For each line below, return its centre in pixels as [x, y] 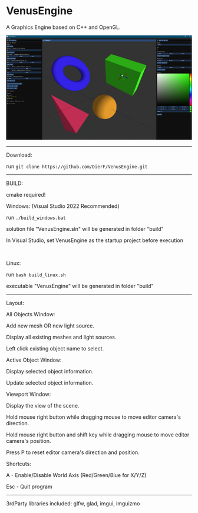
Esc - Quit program [29, 486]
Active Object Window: [34, 360]
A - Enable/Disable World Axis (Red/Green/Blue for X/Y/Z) [76, 475]
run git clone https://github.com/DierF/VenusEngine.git [77, 167]
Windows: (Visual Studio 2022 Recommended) [63, 206]
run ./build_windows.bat [36, 218]
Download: [19, 155]
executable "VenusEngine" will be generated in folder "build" [80, 286]
